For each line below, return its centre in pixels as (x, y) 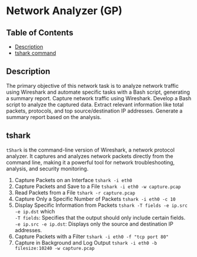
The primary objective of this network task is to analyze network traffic (93, 85)
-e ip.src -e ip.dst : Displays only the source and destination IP (94, 224)
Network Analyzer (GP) (64, 11)
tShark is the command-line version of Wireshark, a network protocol (91, 150)
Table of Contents (40, 33)
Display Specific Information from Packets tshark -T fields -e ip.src (101, 205)
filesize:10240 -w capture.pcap (54, 248)
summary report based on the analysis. (54, 117)
